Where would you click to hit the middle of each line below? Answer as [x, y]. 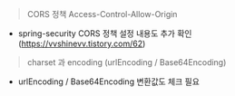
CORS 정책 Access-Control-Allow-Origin [102, 14]
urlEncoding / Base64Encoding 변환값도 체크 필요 [108, 82]
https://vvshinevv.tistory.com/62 [82, 43]
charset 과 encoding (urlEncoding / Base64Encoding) [127, 62]
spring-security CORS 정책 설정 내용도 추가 [96, 34]
